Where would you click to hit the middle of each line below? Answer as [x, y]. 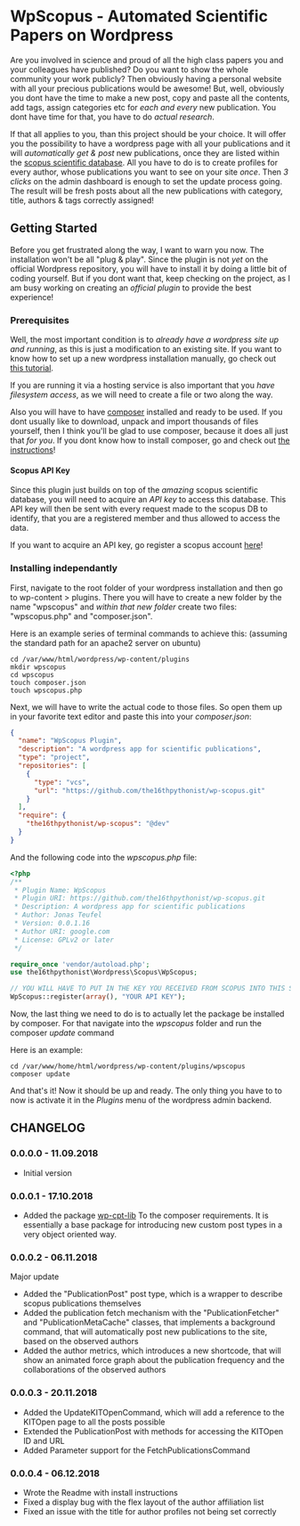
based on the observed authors [81, 1342]
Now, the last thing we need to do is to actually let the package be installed [147, 1014]
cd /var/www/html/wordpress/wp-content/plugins [100, 659]
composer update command [62, 1033]
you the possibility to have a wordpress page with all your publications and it [150, 143]
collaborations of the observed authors [94, 1370]
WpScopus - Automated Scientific [139, 16]
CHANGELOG [48, 1128]
